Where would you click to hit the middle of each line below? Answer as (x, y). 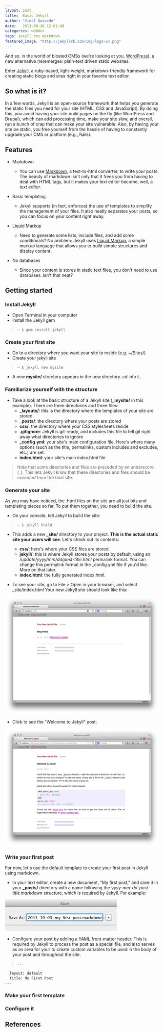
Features (19, 150)
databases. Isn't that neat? (46, 275)
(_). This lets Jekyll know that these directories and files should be (83, 472)
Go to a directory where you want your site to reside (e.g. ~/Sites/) (79, 353)
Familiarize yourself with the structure (51, 389)
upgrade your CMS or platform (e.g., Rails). (48, 134)
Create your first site (30, 342)
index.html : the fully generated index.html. (62, 575)
